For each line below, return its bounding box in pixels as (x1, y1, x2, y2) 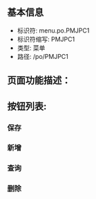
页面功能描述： (7, 75, 71, 87)
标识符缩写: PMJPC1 (17, 35, 75, 43)
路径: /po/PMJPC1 (17, 52, 69, 60)
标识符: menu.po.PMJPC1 (17, 26, 90, 35)
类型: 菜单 (17, 44, 46, 52)
